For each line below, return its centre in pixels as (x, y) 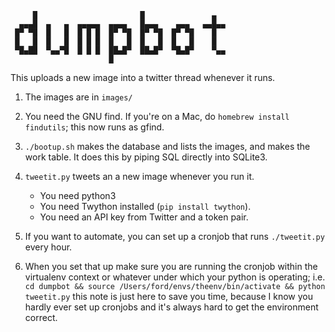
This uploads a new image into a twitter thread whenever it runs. (143, 77)
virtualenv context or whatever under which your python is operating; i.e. (175, 277)
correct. (41, 317)
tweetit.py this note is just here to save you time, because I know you (169, 296)
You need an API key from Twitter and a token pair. (144, 217)
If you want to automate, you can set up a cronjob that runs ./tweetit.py (174, 236)
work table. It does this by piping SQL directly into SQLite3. (146, 157)
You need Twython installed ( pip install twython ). (145, 206)
